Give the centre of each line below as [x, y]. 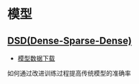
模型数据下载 [36, 58]
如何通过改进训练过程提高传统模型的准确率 [69, 73]
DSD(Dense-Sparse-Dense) [69, 40]
